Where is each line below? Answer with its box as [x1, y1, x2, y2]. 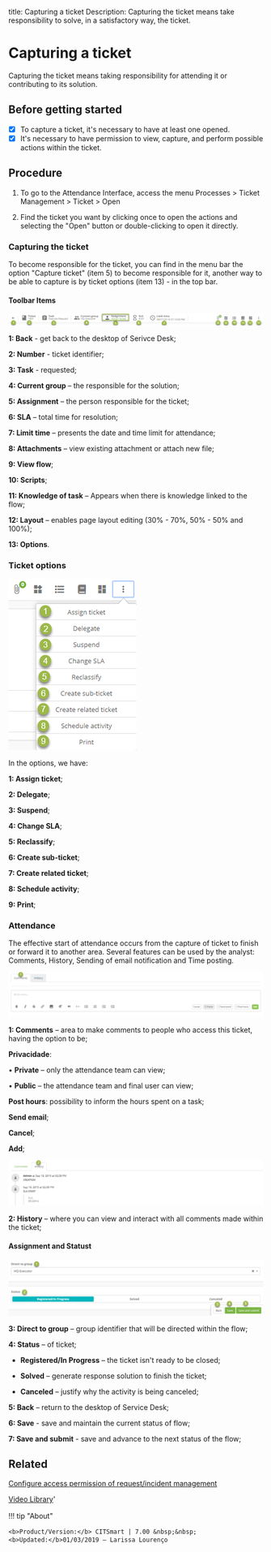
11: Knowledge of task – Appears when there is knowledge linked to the [8, 490, 248, 500]
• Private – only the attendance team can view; [8, 1065, 166, 1075]
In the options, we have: [8, 758, 88, 768]
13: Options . [8, 539, 50, 549]
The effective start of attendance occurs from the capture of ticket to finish [8, 938, 259, 948]
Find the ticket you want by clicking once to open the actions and [19, 212, 238, 222]
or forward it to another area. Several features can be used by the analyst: [8, 947, 255, 957]
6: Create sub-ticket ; [8, 852, 80, 863]
